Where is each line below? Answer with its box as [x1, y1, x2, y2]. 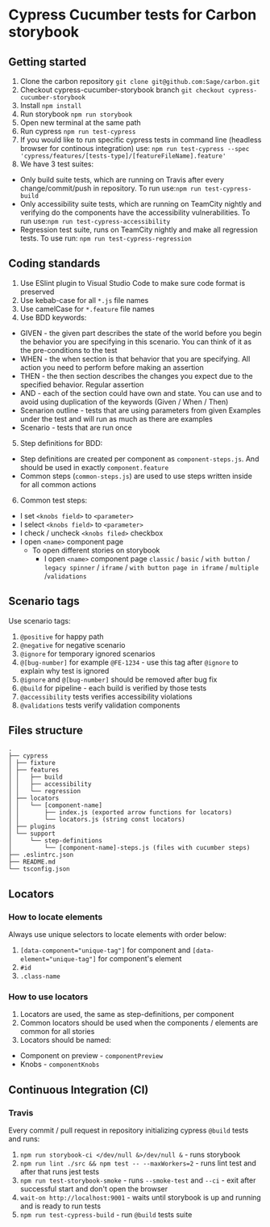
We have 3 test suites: [19, 159, 94, 169]
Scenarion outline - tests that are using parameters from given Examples [19, 405, 261, 415]
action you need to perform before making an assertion [19, 362, 204, 372]
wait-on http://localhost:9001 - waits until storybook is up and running [19, 1193, 262, 1203]
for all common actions [19, 479, 97, 490]
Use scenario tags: [8, 616, 71, 625]
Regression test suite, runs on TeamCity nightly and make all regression [19, 225, 258, 234]
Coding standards [8, 257, 101, 271]
